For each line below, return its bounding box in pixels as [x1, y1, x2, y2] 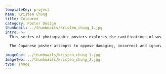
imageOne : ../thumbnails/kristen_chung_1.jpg [5, 52, 100, 57]
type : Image [5, 62, 30, 67]
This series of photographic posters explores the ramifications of [9, 35, 154, 40]
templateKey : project [5, 7, 50, 12]
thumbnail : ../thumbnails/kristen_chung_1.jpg [5, 25, 103, 30]
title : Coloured [5, 16, 39, 21]
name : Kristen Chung [5, 12, 48, 17]
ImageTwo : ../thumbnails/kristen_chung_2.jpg [5, 57, 100, 62]
